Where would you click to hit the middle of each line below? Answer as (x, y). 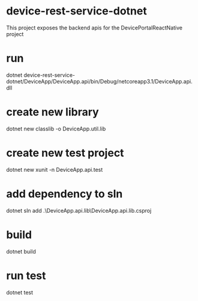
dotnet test (20, 292)
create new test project (65, 153)
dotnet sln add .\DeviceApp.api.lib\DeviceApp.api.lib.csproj (79, 210)
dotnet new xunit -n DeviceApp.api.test (55, 169)
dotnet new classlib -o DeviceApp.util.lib (56, 129)
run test (26, 275)
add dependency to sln (64, 194)
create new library (52, 112)
